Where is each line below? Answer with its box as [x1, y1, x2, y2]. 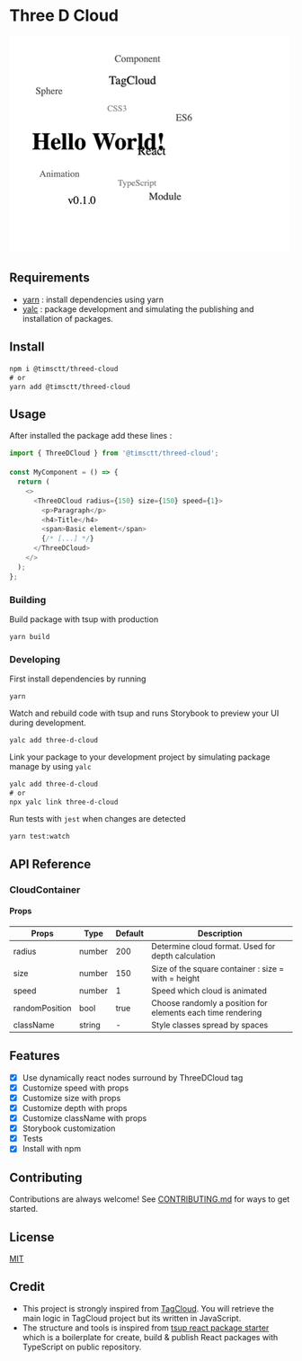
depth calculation [151, 950, 216, 962]
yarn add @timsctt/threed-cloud [9, 382, 130, 391]
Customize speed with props [22, 1082, 129, 1093]
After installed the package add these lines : [9, 431, 173, 441]
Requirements [9, 271, 90, 286]
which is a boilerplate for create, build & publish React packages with [22, 1331, 279, 1342]
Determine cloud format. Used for [151, 941, 276, 952]
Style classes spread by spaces [151, 1019, 269, 1030]
